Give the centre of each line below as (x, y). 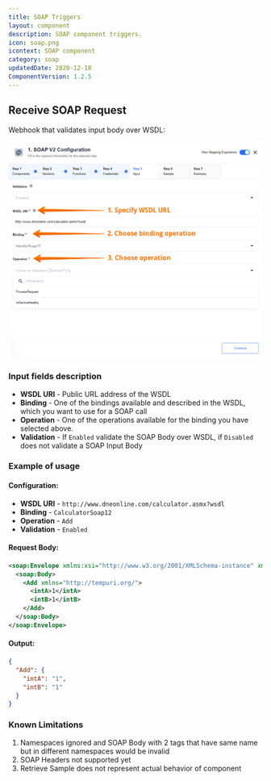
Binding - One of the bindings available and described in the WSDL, (133, 403)
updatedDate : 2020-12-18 (50, 69)
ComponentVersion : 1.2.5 (50, 77)
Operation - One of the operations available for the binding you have (134, 420)
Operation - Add (46, 520)
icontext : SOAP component (52, 51)
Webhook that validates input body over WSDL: (87, 130)
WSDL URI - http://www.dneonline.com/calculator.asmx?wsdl (122, 503)
